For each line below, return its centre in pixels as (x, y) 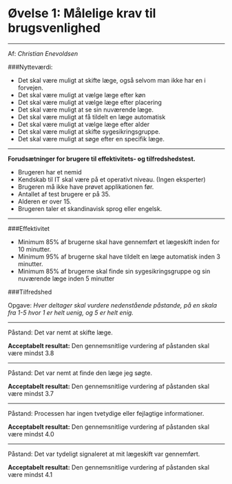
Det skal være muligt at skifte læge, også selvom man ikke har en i (112, 80)
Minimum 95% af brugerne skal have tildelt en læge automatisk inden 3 (119, 256)
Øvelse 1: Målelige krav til (82, 13)
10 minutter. (34, 249)
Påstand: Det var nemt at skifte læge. (60, 332)
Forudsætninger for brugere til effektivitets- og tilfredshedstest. (102, 159)
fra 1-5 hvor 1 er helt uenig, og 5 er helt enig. (71, 312)
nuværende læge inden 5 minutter (66, 279)
